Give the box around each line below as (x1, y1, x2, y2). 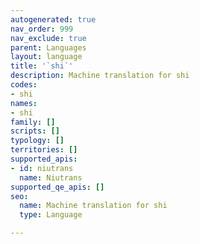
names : (10, 98, 38, 108)
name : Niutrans (19, 172, 83, 183)
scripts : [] (10, 126, 60, 136)
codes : (10, 80, 38, 90)
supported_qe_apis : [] (10, 182, 105, 192)
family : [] (10, 117, 56, 127)
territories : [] (10, 145, 78, 155)
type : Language (19, 210, 83, 220)
